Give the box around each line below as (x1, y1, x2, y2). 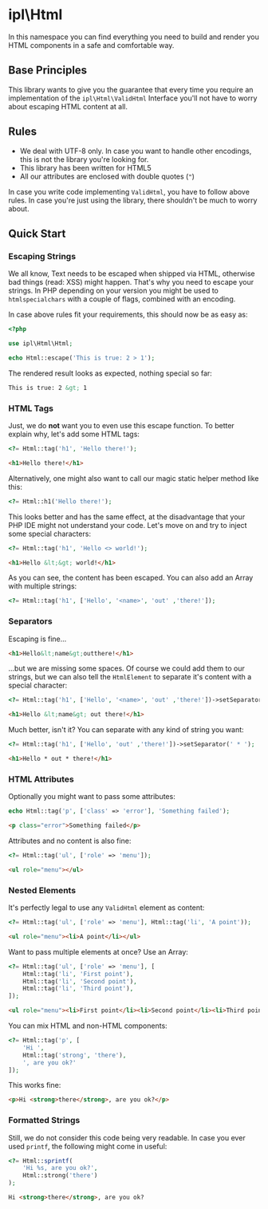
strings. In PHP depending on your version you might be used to (8, 286, 219, 296)
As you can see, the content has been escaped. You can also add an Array (8, 573, 254, 583)
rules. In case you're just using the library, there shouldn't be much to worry (8, 195, 258, 205)
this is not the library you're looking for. (19, 154, 149, 164)
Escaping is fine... (8, 634, 67, 644)
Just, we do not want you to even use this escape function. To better (8, 421, 235, 431)
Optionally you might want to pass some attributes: (8, 792, 175, 801)
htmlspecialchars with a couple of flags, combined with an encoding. (8, 294, 236, 304)
